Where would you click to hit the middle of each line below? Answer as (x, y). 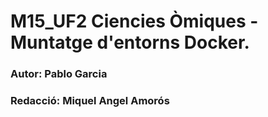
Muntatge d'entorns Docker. (130, 42)
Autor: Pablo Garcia (59, 74)
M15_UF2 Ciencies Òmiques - (134, 21)
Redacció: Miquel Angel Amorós (90, 101)
